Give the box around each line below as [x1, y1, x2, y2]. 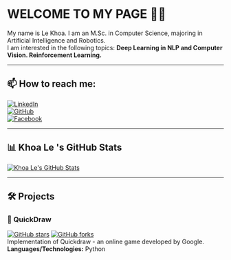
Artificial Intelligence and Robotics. [7, 36, 106, 44]
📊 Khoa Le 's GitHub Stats [7, 142, 122, 153]
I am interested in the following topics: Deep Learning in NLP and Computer [7, 43, 223, 52]
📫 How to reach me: [7, 78, 96, 90]
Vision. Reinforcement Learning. [7, 51, 102, 59]
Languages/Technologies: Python [7, 245, 106, 253]
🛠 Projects [7, 191, 55, 202]
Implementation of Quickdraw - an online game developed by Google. [7, 237, 205, 246]
